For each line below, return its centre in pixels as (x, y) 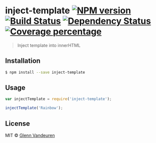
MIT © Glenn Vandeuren (30, 135)
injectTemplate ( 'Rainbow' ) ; (34, 108)
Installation (23, 61)
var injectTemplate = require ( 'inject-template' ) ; (58, 99)
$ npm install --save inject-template (45, 72)
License (18, 123)
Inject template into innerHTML (49, 45)
